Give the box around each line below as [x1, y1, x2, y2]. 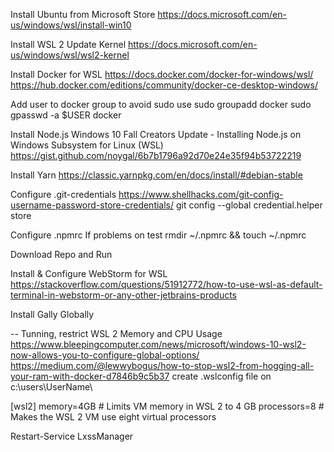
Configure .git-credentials [10, 189, 117, 200]
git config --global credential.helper [175, 199, 323, 211]
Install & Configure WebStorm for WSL [10, 268, 168, 279]
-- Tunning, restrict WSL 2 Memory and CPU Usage [10, 328, 223, 339]
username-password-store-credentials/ [10, 199, 175, 211]
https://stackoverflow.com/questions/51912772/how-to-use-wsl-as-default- [10, 279, 323, 290]
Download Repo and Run [10, 249, 113, 260]
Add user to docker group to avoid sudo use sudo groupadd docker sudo [10, 99, 312, 110]
